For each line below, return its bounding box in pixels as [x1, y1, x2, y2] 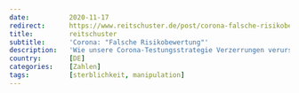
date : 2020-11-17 [9, 12, 109, 22]
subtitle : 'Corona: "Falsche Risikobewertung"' [9, 37, 209, 47]
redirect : [9, 21, 46, 30]
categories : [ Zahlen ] [9, 63, 101, 72]
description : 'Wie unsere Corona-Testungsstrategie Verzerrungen [9, 46, 265, 55]
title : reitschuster [9, 29, 117, 38]
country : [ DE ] [9, 54, 86, 63]
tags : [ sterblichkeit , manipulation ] [9, 71, 185, 80]
